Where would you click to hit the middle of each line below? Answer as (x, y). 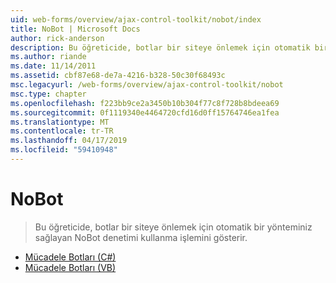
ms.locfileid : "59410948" (64, 150)
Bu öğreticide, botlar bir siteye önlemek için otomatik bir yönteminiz (173, 227)
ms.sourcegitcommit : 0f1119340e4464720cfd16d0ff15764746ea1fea (145, 112)
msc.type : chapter (48, 94)
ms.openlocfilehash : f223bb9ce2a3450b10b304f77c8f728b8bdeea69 (145, 103)
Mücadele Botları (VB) (70, 267)
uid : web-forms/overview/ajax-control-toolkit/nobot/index (136, 19)
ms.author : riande (48, 57)
